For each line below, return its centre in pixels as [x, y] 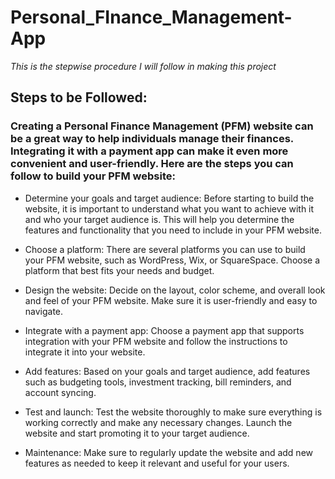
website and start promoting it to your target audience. [137, 433]
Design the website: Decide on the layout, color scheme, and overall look [175, 290]
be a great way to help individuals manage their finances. [152, 139]
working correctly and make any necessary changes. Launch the [158, 422]
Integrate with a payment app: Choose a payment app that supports [164, 330]
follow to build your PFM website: [93, 176]
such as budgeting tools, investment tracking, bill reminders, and [158, 382]
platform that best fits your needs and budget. [119, 270]
